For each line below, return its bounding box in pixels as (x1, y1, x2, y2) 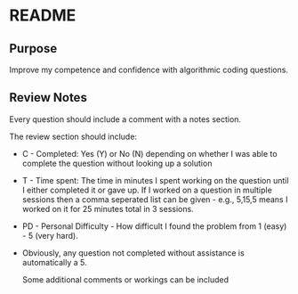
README (9, 5, 77, 26)
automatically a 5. (21, 257, 87, 267)
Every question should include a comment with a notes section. (9, 113, 242, 125)
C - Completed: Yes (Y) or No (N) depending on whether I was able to (21, 148, 278, 159)
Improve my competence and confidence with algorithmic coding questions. (9, 64, 289, 75)
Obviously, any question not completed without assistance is (21, 247, 245, 258)
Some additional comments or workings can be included (21, 274, 230, 285)
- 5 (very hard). (21, 230, 78, 241)
